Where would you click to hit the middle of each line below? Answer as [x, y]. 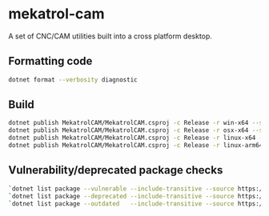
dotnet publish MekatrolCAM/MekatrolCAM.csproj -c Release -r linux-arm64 [136, 146]
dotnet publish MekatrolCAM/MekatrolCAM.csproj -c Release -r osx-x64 [128, 130]
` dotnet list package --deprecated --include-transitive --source [121, 196]
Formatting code [50, 61]
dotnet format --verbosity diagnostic [73, 80]
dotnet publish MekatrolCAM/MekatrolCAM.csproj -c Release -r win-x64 [128, 123]
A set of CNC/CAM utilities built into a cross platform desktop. [110, 36]
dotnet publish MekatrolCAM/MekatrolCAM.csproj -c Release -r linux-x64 [132, 138]
